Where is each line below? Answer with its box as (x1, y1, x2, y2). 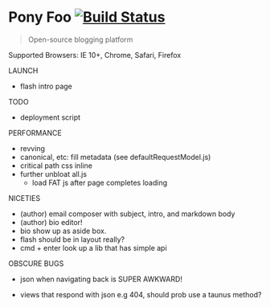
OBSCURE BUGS (8, 258, 64, 268)
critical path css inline (19, 161, 92, 170)
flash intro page (19, 81, 72, 91)
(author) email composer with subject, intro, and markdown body (19, 209, 235, 219)
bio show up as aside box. (19, 226, 107, 235)
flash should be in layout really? (19, 234, 125, 244)
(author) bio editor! (19, 217, 83, 227)
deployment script (19, 113, 81, 122)
